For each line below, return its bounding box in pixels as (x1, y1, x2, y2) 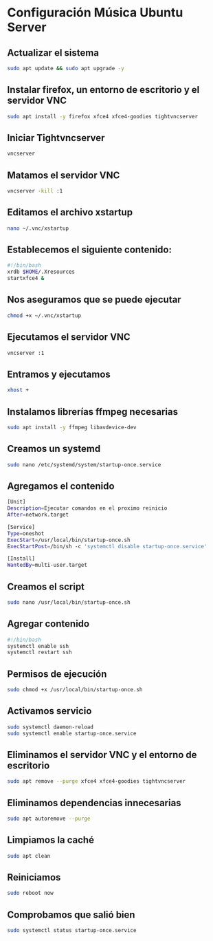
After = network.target (7, 511, 69, 519)
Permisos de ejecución (7, 668, 107, 680)
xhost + (7, 387, 30, 393)
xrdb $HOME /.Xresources (7, 268, 76, 276)
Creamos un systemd (7, 443, 101, 455)
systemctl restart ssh (7, 649, 72, 656)
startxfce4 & (7, 275, 45, 282)
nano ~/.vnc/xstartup (7, 225, 69, 232)
